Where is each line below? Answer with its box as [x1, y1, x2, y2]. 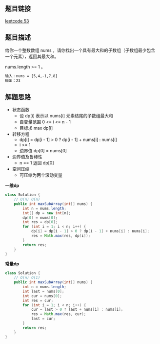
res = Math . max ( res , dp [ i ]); [31, 233, 91, 238]
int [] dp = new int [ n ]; [22, 210, 71, 215]
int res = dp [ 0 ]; [22, 220, 58, 225]
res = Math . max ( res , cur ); [31, 312, 86, 317]
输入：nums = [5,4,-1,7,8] [5, 73, 58, 78]
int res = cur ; [22, 298, 54, 303]
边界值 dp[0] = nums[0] [19, 148, 67, 154]
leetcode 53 [5, 18, 29, 23]
